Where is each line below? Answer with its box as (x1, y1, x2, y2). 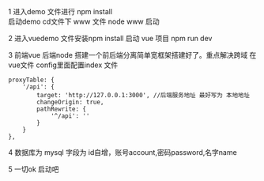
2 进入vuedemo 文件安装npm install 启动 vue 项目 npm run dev (8, 34, 213, 43)
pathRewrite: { (36, 105, 87, 113)
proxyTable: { (8, 76, 55, 84)
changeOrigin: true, (36, 98, 104, 106)
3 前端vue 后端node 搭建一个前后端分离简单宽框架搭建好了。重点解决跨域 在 (8, 51, 257, 59)
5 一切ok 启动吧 (8, 164, 59, 174)
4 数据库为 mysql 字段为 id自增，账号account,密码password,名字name (8, 148, 237, 156)
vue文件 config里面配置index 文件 (8, 60, 119, 70)
